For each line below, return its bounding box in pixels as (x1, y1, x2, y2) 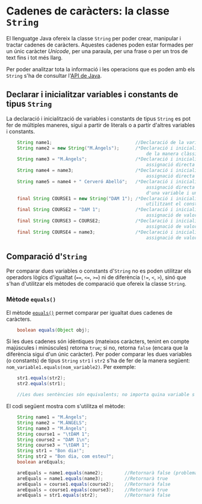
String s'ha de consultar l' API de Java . (6, 72, 102, 79)
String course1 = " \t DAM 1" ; (17, 431, 90, 437)
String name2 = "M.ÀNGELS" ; (17, 420, 87, 426)
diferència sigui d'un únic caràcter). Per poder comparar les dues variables (6, 351, 192, 358)
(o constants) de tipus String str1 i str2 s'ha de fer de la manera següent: (6, 357, 191, 364)
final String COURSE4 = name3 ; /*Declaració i (17, 229, 173, 235)
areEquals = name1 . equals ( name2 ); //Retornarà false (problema (17, 470, 198, 476)
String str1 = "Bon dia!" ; (17, 448, 85, 454)
